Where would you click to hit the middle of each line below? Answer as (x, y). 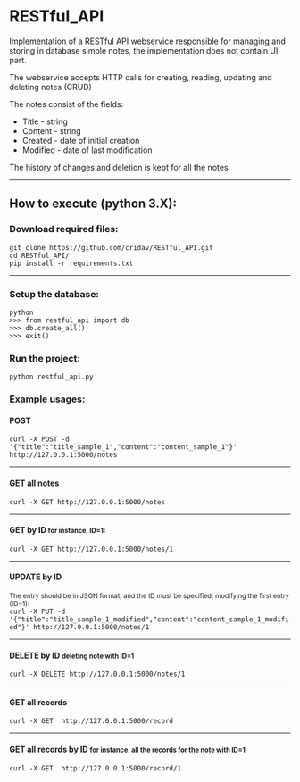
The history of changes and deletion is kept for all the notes (119, 167)
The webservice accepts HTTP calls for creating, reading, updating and (141, 77)
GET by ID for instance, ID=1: (58, 530)
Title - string (45, 121)
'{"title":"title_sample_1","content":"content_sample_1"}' (124, 447)
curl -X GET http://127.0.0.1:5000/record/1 (95, 768)
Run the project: (45, 358)
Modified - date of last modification (87, 150)
